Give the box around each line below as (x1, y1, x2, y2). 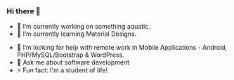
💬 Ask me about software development (16, 58, 130, 67)
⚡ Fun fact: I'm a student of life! (16, 66, 108, 74)
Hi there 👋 (6, 6, 41, 16)
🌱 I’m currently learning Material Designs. (16, 29, 137, 38)
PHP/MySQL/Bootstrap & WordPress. (16, 51, 124, 59)
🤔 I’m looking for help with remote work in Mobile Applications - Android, (16, 44, 228, 52)
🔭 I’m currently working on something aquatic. (16, 22, 150, 31)
